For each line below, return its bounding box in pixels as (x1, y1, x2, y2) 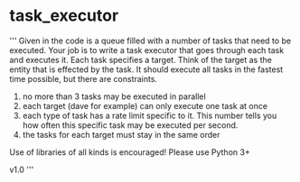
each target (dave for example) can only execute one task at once (22, 100, 268, 111)
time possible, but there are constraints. (9, 73, 158, 84)
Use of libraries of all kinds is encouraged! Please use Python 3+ (9, 146, 250, 158)
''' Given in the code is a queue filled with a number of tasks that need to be (9, 35, 292, 46)
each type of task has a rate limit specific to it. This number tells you (22, 110, 277, 121)
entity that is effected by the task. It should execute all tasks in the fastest (9, 64, 284, 75)
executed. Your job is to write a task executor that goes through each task (9, 44, 285, 55)
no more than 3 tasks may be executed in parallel (22, 91, 206, 102)
